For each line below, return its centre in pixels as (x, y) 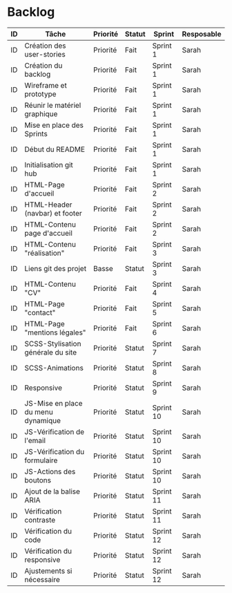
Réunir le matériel (53, 105)
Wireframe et (46, 85)
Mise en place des (54, 125)
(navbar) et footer (54, 213)
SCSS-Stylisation (53, 343)
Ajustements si (48, 571)
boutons (38, 480)
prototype (40, 94)
